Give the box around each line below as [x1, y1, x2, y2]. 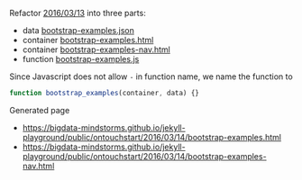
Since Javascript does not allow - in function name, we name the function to [9, 71, 293, 82]
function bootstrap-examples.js [22, 54, 140, 64]
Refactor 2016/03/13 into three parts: [9, 8, 146, 18]
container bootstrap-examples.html [22, 35, 154, 45]
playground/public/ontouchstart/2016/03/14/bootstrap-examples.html [22, 131, 282, 142]
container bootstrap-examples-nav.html [22, 44, 171, 55]
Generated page [9, 104, 70, 115]
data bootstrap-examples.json [22, 25, 135, 35]
